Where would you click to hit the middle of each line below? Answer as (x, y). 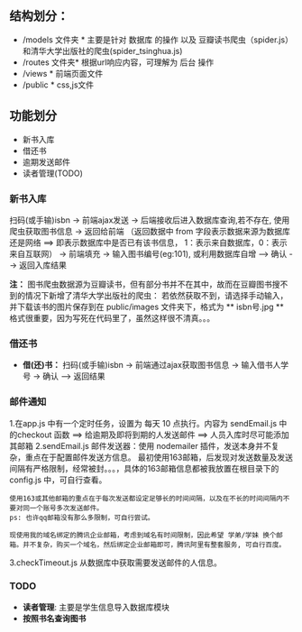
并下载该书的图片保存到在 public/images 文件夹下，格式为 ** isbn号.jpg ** (146, 307)
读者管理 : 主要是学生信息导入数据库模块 (96, 607)
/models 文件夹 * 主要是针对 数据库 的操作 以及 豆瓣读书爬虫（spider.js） (157, 40)
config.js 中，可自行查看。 (58, 480)
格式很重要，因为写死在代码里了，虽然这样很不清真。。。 (112, 317)
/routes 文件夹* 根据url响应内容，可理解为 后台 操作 (118, 62)
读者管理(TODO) (53, 173)
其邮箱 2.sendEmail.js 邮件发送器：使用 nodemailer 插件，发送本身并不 (141, 445)
